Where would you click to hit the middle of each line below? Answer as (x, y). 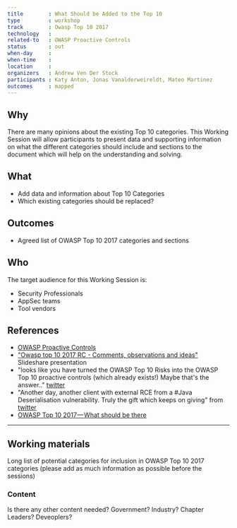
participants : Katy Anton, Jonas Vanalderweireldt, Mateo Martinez (110, 80)
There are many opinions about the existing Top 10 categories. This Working (118, 132)
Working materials (49, 444)
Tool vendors (37, 308)
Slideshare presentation (52, 363)
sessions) (21, 476)
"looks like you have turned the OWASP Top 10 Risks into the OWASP (118, 370)
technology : (30, 34)
